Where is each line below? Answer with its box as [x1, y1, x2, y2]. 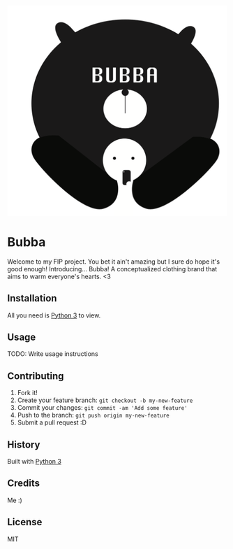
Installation [7, 292, 57, 304]
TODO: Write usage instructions [7, 350, 99, 358]
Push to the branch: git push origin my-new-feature [17, 411, 170, 420]
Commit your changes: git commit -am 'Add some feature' [17, 404, 188, 412]
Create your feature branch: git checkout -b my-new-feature [17, 396, 193, 404]
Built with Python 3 [7, 457, 61, 466]
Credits [7, 478, 40, 490]
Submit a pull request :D [17, 418, 87, 427]
